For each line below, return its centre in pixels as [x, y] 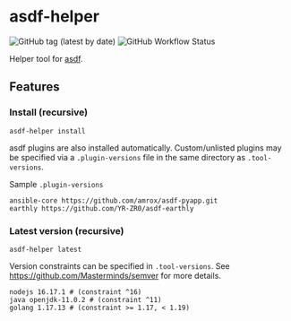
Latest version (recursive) [67, 230]
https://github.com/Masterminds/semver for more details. [116, 275]
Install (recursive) [49, 112]
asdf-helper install [48, 131]
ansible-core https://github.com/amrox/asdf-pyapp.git [114, 200]
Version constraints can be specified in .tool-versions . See [120, 265]
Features [34, 87]
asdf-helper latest [46, 249]
